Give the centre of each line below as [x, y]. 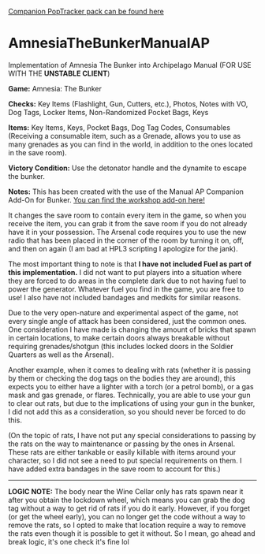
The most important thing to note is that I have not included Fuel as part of [130, 264]
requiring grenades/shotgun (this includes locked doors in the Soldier [121, 346]
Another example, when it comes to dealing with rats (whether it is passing [129, 370]
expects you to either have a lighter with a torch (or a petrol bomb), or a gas [131, 386]
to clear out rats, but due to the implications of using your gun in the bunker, [132, 403]
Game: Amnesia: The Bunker [55, 88]
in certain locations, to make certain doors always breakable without [119, 337]
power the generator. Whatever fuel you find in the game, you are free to [126, 289]
